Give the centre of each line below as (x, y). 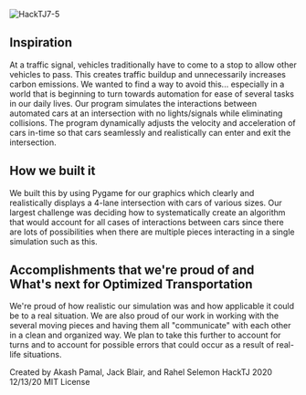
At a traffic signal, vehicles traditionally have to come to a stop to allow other (153, 65)
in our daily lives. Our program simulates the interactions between (133, 103)
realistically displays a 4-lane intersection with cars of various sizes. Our (146, 203)
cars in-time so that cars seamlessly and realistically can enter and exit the (150, 132)
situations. (42, 355)
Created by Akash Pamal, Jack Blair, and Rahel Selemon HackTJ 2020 (141, 372)
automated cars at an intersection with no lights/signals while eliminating (146, 113)
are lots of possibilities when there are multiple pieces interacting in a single (152, 232)
